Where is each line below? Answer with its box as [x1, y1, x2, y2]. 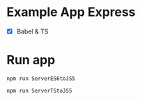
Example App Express [6, 4, 136, 20]
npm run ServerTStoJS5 [6, 87, 72, 94]
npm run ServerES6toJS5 [6, 75, 76, 82]
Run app [6, 52, 56, 68]
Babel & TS [16, 27, 49, 36]
